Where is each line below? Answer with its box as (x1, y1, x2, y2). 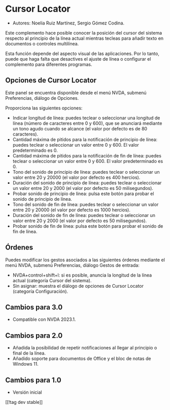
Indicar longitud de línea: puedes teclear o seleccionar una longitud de (12, 115, 160, 121)
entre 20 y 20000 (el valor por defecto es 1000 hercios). (12, 207, 130, 213)
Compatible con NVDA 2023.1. (12, 316, 76, 322)
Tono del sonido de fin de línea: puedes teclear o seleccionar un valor (12, 201, 159, 207)
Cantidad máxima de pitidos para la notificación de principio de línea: (12, 136, 158, 143)
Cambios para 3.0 (5, 303, 63, 311)
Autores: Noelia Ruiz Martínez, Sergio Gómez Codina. (12, 20, 125, 26)
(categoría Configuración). (12, 288, 69, 294)
